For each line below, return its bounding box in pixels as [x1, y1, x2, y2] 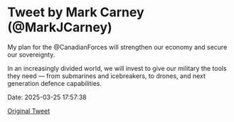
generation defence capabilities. [7, 79, 102, 87]
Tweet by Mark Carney [7, 4, 144, 21]
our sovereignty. [7, 50, 55, 59]
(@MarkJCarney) [7, 19, 112, 35]
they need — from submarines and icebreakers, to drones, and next [7, 72, 206, 80]
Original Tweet [7, 106, 50, 115]
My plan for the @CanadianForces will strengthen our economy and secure [7, 43, 228, 51]
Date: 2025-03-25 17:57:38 [7, 93, 87, 101]
